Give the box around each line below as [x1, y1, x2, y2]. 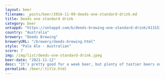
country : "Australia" [5, 30, 50, 35]
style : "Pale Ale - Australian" [5, 44, 71, 49]
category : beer [5, 21, 36, 26]
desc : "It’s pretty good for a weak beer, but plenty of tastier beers [5, 62, 155, 67]
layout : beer [5, 7, 32, 12]
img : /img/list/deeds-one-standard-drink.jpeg [5, 53, 102, 58]
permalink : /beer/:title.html [5, 67, 67, 72]
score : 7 [5, 48, 23, 53]
